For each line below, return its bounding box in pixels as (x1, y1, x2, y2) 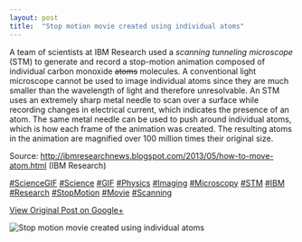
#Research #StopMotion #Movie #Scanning (9, 187, 173, 198)
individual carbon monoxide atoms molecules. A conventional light (9, 65, 257, 77)
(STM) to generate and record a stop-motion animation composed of (9, 56, 265, 67)
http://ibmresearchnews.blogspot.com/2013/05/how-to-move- (40, 150, 274, 161)
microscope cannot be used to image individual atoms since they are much (9, 75, 289, 86)
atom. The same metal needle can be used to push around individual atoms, (9, 114, 292, 125)
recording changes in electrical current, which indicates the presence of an (9, 104, 289, 115)
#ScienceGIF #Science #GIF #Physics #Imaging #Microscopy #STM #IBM (9, 177, 285, 188)
